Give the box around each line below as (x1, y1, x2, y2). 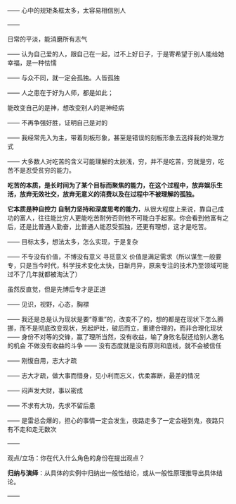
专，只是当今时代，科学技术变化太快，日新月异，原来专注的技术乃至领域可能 (7, 262, 229, 269)
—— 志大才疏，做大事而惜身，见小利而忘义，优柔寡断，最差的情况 (7, 371, 200, 379)
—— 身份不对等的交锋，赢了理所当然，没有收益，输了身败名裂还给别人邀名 (7, 333, 225, 340)
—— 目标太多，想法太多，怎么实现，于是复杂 (7, 238, 138, 245)
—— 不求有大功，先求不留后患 (7, 401, 96, 410)
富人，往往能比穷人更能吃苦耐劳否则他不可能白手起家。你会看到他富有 (19, 214, 223, 222)
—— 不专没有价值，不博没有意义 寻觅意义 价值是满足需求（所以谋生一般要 (7, 252, 222, 261)
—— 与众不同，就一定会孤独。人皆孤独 (7, 73, 120, 82)
